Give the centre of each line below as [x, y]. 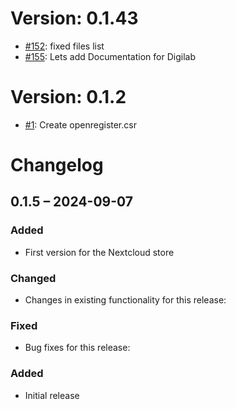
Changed [33, 278]
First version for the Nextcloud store [99, 252]
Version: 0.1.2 [68, 97]
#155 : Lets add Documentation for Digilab [110, 56]
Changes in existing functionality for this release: [125, 300]
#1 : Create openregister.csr [80, 124]
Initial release [52, 395]
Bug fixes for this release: [77, 348]
